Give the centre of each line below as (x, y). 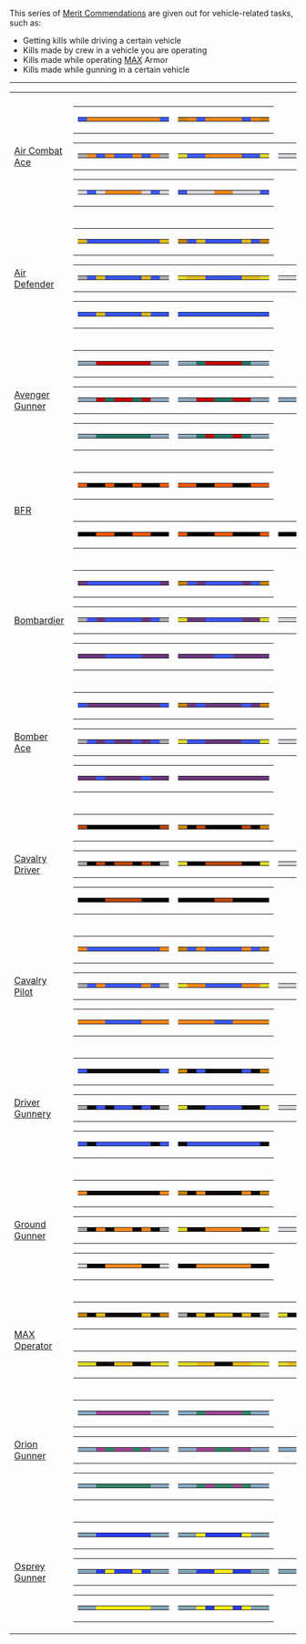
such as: (25, 23)
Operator (33, 1346)
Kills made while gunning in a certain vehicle (106, 69)
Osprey (30, 1566)
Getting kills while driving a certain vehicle (102, 41)
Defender (34, 284)
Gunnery (33, 1114)
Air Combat (38, 151)
